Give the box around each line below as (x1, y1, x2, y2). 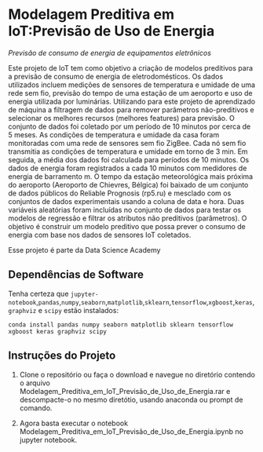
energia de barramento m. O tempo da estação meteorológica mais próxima (8, 171, 254, 181)
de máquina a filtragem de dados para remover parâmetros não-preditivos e (8, 104, 254, 115)
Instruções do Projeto (8, 349, 116, 363)
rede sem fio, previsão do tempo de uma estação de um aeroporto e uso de (8, 88, 253, 97)
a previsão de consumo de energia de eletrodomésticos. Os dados (8, 71, 224, 81)
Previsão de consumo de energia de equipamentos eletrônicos (8, 48, 212, 57)
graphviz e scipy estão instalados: (8, 305, 119, 315)
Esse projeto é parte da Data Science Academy (8, 245, 161, 254)
